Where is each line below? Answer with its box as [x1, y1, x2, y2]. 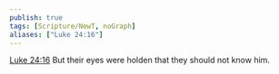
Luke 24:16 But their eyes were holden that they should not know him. [9, 55, 271, 66]
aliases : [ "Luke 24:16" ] [9, 30, 104, 39]
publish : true [9, 13, 64, 23]
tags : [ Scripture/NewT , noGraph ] [9, 22, 136, 31]
